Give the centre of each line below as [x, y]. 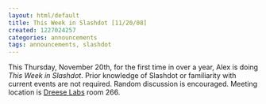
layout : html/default [44, 15]
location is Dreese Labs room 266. [64, 92]
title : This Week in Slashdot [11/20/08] [78, 23]
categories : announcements [53, 37]
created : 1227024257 [42, 30]
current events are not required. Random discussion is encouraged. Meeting [133, 84]
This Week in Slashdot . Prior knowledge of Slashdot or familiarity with [122, 76]
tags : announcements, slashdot [60, 45]
